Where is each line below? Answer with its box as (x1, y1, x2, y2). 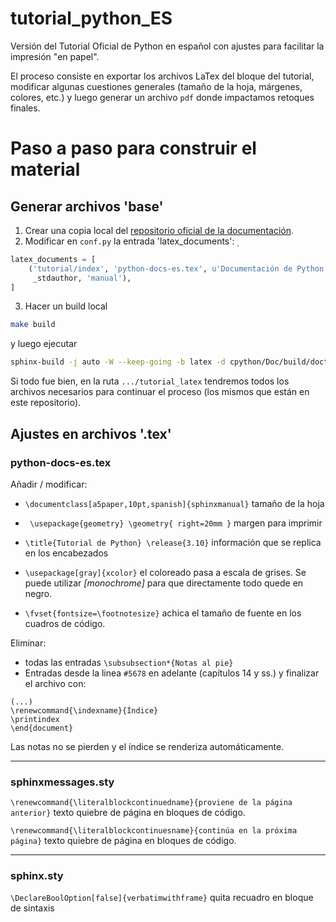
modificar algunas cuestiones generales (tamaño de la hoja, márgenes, (10, 80, 303, 92)
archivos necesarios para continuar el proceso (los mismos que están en (10, 386, 310, 398)
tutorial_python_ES (10, 7, 173, 30)
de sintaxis (10, 902, 55, 914)
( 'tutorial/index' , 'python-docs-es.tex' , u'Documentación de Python (28, 263, 325, 274)
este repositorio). (10, 397, 82, 409)
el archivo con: (24, 677, 87, 689)
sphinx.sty (10, 869, 64, 883)
